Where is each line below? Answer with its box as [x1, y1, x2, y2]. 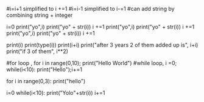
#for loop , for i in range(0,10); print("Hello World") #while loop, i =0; [6, 60, 177, 66]
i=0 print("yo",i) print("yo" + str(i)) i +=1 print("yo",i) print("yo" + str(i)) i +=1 [6, 24, 195, 30]
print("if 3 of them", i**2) [6, 48, 69, 55]
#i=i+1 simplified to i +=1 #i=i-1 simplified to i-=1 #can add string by [6, 5, 175, 12]
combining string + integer [6, 11, 73, 19]
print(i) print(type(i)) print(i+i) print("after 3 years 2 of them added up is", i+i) [6, 42, 199, 48]
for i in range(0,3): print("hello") [6, 78, 86, 84]
